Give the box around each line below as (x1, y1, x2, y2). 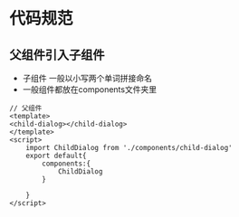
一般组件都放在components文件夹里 (22, 84, 157, 95)
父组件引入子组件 (9, 47, 105, 62)
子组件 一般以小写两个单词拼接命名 (22, 73, 152, 83)
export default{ (25, 151, 88, 160)
